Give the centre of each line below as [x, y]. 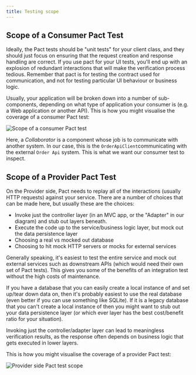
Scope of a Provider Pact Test [61, 177]
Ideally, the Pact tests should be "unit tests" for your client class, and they [95, 49]
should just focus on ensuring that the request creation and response [89, 56]
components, [22, 105]
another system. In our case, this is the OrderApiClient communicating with [97, 146]
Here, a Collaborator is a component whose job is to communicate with [92, 140]
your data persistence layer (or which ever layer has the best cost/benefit [95, 313]
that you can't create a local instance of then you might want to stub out [93, 307]
